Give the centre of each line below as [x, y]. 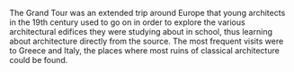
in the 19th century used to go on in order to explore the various [127, 22]
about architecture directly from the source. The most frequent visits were [147, 41]
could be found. [39, 60]
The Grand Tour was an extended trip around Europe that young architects [147, 13]
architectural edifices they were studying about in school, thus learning [141, 32]
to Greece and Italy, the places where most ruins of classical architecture [145, 51]
